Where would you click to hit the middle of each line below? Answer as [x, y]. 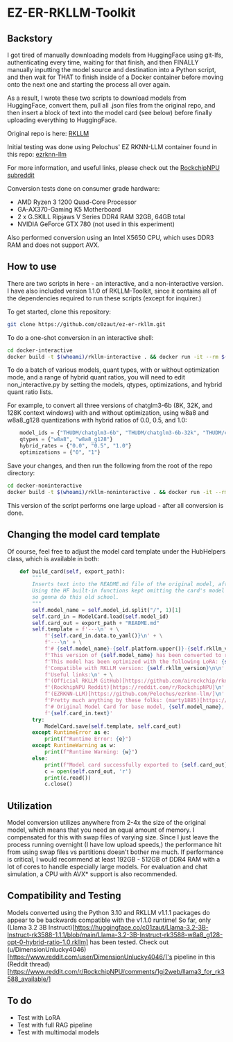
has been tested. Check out [129, 942]
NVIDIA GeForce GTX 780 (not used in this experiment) [96, 224]
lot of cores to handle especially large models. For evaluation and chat [107, 867]
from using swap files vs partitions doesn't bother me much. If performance [115, 852]
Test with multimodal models [58, 1032]
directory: [21, 472]
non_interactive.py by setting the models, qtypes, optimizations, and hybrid [115, 385]
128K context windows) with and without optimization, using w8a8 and [108, 413]
